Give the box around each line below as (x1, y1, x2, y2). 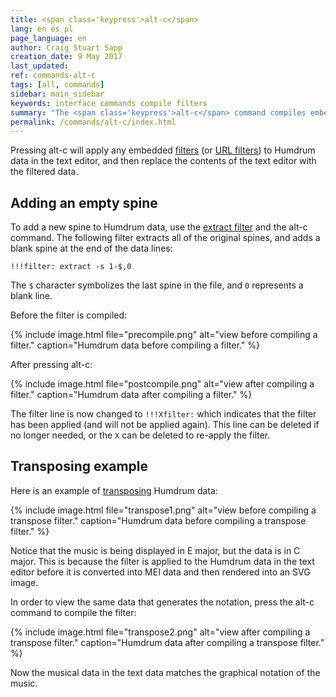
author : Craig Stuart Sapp (10, 42, 123, 53)
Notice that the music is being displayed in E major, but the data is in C (10, 544, 301, 556)
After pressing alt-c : (10, 359, 93, 371)
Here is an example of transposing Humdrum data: (10, 484, 218, 496)
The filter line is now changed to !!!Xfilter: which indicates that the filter (10, 408, 317, 420)
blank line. (10, 290, 53, 302)
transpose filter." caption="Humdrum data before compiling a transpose (10, 514, 307, 526)
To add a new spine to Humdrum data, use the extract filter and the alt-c (10, 221, 308, 233)
